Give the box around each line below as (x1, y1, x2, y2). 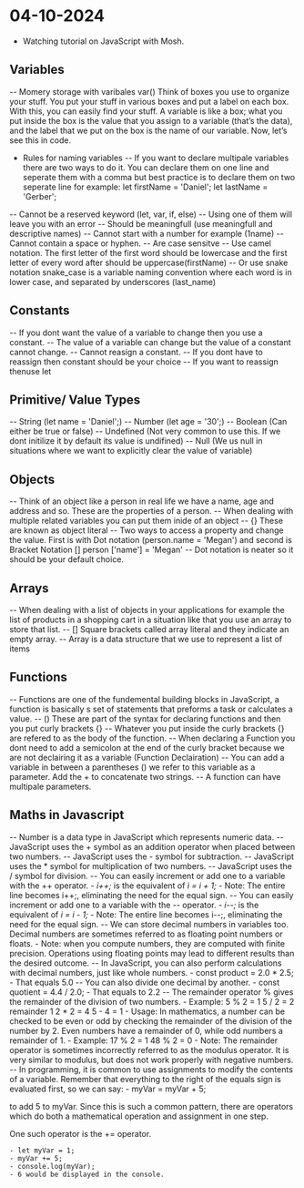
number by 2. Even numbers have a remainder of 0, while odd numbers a (9, 1025, 284, 1036)
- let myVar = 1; (9, 1145, 76, 1155)
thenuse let (9, 365, 52, 376)
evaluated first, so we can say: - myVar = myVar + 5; (9, 1083, 207, 1094)
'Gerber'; (22, 190, 57, 201)
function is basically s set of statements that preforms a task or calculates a (9, 703, 293, 714)
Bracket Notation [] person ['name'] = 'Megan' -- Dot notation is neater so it (9, 544, 294, 556)
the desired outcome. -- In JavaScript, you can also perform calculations (9, 958, 282, 968)
